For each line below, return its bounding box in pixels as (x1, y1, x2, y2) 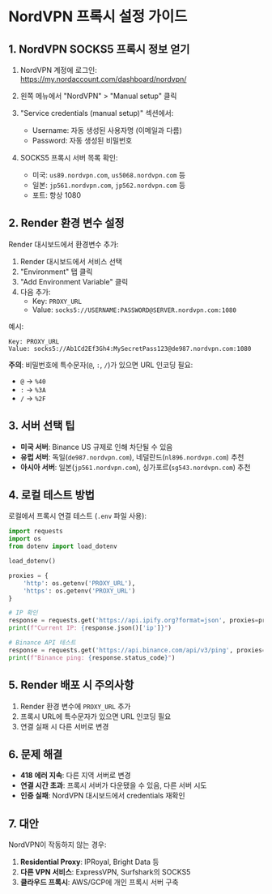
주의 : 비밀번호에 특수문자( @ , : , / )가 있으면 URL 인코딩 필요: (8, 360, 193, 370)
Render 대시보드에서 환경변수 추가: (8, 239, 119, 249)
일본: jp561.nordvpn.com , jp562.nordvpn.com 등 (32, 180, 186, 190)
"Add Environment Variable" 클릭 (19, 276, 129, 286)
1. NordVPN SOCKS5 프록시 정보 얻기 (8, 42, 190, 56)
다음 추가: (19, 287, 51, 297)
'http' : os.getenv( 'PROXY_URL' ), (23, 579, 136, 588)
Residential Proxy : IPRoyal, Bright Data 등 (19, 857, 159, 867)
